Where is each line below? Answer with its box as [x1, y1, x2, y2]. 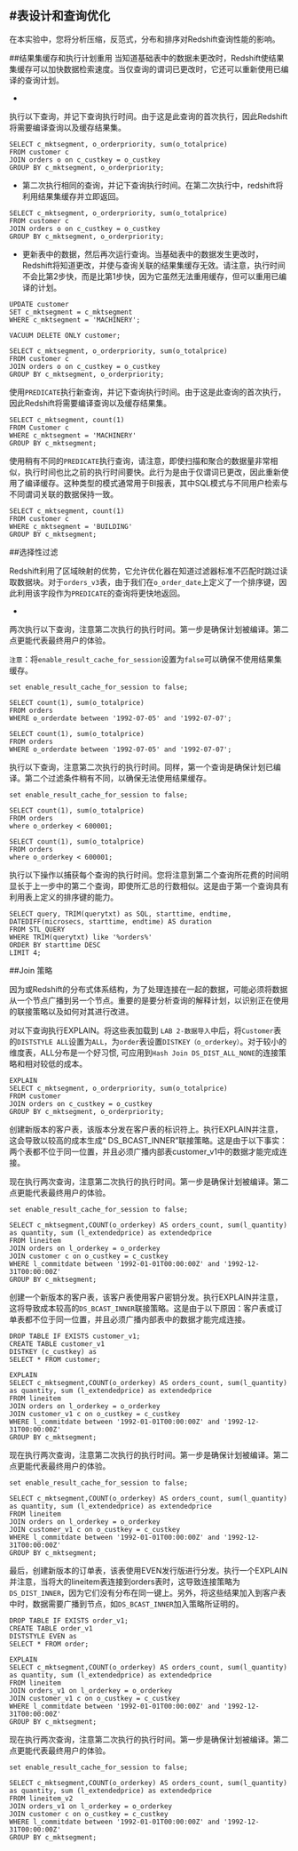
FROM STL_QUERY [9, 925, 66, 934]
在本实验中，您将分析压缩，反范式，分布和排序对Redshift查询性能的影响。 [9, 34, 280, 44]
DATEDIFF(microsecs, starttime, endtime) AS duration [9, 917, 213, 926]
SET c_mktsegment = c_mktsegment [9, 308, 133, 317]
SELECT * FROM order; [9, 1639, 90, 1648]
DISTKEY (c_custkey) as [9, 1347, 98, 1356]
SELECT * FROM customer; [9, 1355, 101, 1364]
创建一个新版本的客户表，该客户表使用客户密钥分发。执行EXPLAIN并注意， [9, 1292, 283, 1302]
